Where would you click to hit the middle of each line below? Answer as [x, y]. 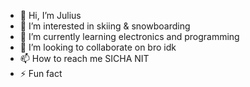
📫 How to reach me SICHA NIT [84, 58]
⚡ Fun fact [41, 73]
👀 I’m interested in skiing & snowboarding [105, 26]
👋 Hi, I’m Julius [50, 15]
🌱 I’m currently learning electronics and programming [129, 36]
